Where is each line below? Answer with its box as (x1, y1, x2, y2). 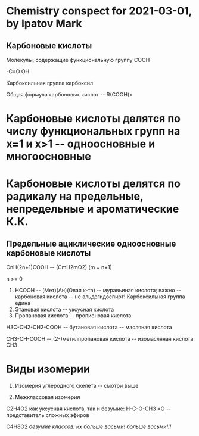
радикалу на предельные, (6, 189, 144, 203)
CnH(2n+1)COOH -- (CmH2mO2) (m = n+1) (6, 264, 112, 271)
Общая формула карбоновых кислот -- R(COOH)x (6, 91, 133, 98)
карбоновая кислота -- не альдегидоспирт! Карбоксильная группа (14, 293, 186, 300)
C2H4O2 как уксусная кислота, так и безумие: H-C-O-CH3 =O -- (6, 405, 172, 412)
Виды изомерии (6, 362, 91, 376)
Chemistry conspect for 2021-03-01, (6, 4, 192, 18)
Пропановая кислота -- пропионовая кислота (14, 312, 132, 319)
